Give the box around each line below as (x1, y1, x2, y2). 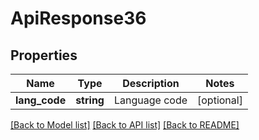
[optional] (197, 93, 243, 107)
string (75, 93, 105, 107)
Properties (10, 47, 78, 64)
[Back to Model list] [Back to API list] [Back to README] (10, 119, 240, 131)
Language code (113, 93, 188, 107)
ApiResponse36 (10, 7, 147, 30)
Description (122, 77, 180, 90)
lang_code (15, 93, 67, 107)
